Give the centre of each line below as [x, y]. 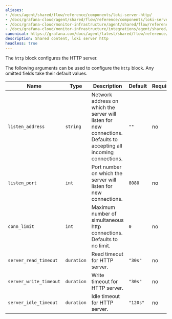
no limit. [101, 245]
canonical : [17, 34]
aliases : [15, 10]
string [73, 126]
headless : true [21, 44]
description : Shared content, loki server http [57, 39]
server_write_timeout [34, 281]
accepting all [107, 145]
